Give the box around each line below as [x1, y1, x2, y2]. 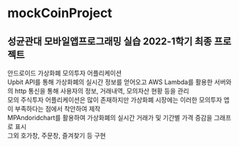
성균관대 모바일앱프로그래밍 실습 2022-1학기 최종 [7, 35, 212, 47]
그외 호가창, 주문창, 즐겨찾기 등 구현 [7, 131, 106, 140]
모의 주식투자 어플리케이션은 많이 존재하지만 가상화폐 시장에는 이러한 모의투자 [7, 96, 223, 104]
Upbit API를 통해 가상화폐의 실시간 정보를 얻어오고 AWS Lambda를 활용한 [7, 78, 213, 86]
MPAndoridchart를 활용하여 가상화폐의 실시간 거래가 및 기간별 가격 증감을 [7, 113, 213, 122]
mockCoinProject [7, 5, 112, 21]
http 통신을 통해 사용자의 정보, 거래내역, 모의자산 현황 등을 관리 [14, 87, 190, 95]
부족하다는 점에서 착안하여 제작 [14, 105, 101, 113]
